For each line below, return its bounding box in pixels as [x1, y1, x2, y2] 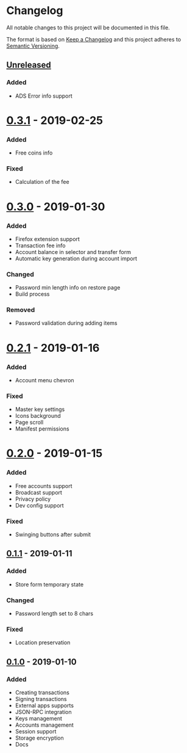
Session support [15, 728, 57, 735]
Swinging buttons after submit [15, 531, 91, 538]
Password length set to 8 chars [15, 610, 93, 617]
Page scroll [15, 419, 44, 426]
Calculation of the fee [15, 178, 69, 186]
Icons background [15, 412, 61, 420]
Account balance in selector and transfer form [15, 248, 131, 255]
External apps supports [15, 702, 74, 709]
